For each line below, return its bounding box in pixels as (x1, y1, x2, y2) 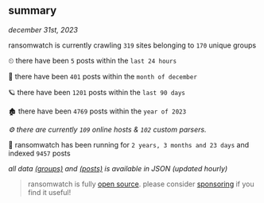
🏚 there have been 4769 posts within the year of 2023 (8, 106, 187, 116)
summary (8, 4, 57, 17)
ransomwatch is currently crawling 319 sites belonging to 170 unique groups (8, 40, 257, 50)
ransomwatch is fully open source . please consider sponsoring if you (27, 179, 254, 189)
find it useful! (27, 187, 72, 197)
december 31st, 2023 (8, 25, 78, 34)
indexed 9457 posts (8, 148, 71, 158)
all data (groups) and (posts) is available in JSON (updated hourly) (8, 163, 228, 173)
